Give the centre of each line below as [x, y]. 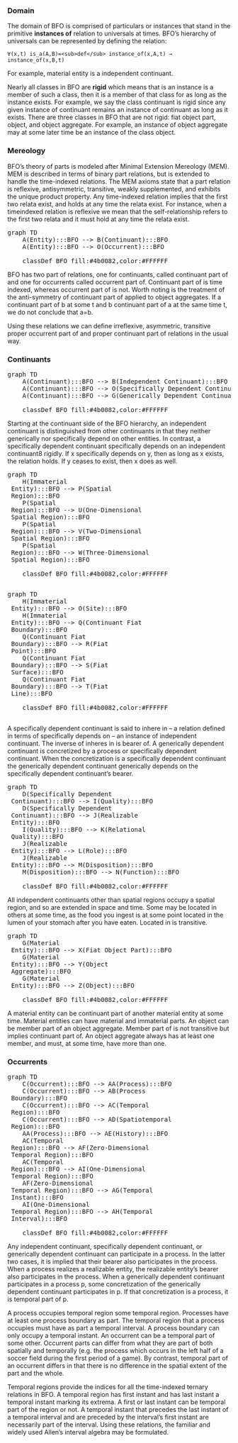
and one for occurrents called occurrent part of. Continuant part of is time [115, 282]
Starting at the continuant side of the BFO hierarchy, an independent [107, 423]
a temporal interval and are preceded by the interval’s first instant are [108, 1417]
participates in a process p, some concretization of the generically [104, 1284]
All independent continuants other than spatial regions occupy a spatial [111, 900]
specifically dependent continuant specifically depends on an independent [116, 446]
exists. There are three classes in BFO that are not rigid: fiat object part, [112, 117]
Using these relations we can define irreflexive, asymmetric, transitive [109, 325]
